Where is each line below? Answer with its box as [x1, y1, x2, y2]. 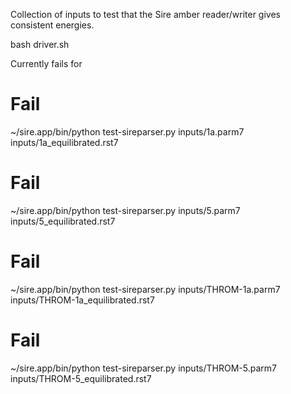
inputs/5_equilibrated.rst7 [10, 215, 116, 227]
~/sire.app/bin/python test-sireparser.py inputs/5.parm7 [10, 204, 241, 216]
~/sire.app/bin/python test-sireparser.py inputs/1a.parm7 [10, 125, 245, 138]
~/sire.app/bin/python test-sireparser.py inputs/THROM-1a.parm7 [10, 283, 281, 295]
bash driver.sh [10, 39, 70, 50]
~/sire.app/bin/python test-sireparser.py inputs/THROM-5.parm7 [10, 362, 277, 374]
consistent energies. [10, 19, 95, 31]
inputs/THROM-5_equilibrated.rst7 [10, 372, 152, 384]
